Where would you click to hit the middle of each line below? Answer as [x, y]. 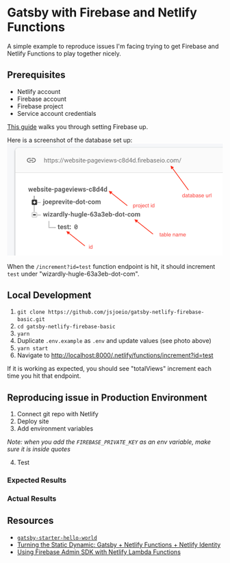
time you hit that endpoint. [44, 376]
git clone [31, 312]
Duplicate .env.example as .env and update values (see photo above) [114, 341]
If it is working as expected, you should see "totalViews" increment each [110, 369]
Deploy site [33, 421]
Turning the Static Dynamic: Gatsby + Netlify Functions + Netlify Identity [119, 544]
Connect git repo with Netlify [58, 414]
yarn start [33, 349]
